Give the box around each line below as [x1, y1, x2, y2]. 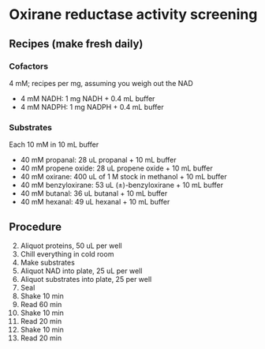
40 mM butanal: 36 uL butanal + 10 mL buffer [20, 189, 168, 198]
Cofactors [9, 61, 49, 72]
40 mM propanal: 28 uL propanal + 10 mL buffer [20, 156, 177, 165]
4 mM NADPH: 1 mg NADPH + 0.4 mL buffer [20, 102, 164, 111]
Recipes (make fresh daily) [9, 37, 144, 51]
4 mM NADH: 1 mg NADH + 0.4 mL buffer [20, 93, 155, 103]
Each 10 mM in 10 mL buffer [9, 140, 99, 149]
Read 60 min [20, 299, 62, 309]
